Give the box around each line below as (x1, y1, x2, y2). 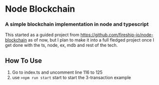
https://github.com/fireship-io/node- (80, 32, 154, 38)
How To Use (5, 56, 42, 64)
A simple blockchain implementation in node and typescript (5, 21, 149, 28)
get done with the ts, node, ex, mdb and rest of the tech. (5, 42, 118, 48)
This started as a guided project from (5, 32, 79, 38)
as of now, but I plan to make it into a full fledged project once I (28, 37, 154, 43)
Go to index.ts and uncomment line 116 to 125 (12, 69, 103, 75)
